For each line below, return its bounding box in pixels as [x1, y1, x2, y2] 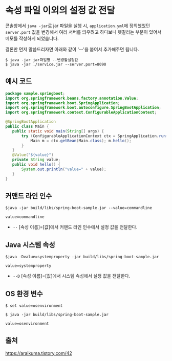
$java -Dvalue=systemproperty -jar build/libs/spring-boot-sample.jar [5, 254, 159, 260]
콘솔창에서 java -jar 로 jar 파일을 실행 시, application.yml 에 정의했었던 [5, 22, 150, 29]
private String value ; [12, 157, 60, 163]
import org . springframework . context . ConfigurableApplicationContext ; [5, 110, 157, 115]
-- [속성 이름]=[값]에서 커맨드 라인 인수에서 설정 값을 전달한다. [12, 224, 138, 230]
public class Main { [5, 124, 50, 129]
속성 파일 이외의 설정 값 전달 [5, 5, 115, 16]
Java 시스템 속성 [5, 240, 55, 249]
